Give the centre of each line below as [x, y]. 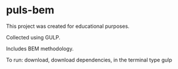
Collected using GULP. [33, 37]
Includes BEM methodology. [40, 48]
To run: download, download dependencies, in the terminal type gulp [89, 60]
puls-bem [30, 10]
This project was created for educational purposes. [68, 26]
